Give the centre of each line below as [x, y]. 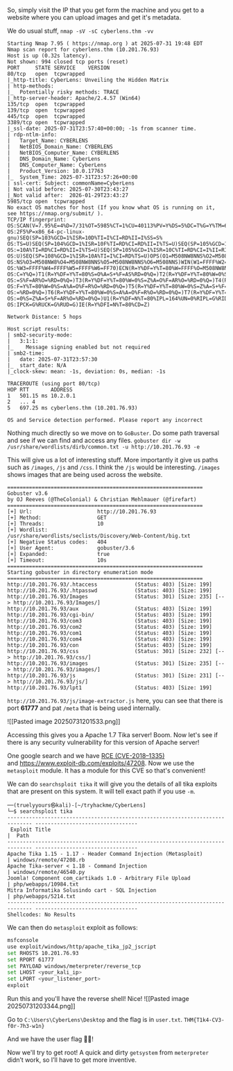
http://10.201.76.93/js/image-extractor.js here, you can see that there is [115, 701]
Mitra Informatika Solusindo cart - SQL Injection [82, 891]
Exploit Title [31, 829]
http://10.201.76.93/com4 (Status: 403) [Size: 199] [110, 639]
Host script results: [38, 329]
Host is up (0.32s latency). [49, 56]
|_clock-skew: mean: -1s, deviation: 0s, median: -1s [87, 371]
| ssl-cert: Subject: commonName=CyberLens [71, 183]
